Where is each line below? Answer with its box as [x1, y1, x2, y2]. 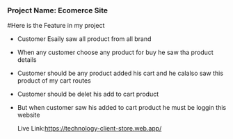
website [17, 111, 40, 120]
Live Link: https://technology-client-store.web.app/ [17, 124, 162, 133]
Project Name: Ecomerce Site [7, 6, 109, 15]
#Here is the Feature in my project [7, 22, 105, 30]
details [17, 56, 37, 64]
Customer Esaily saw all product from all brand [17, 35, 152, 43]
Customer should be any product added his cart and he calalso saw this [17, 69, 224, 78]
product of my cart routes [17, 76, 92, 85]
